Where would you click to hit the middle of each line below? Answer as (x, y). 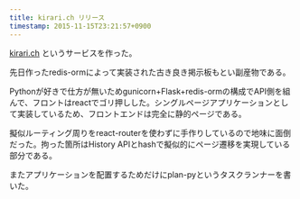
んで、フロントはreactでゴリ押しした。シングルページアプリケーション (141, 102)
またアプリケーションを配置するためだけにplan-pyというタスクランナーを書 (150, 174)
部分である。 (33, 155)
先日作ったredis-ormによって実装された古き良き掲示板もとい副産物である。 (150, 72)
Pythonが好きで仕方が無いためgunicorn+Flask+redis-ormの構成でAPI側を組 (150, 91)
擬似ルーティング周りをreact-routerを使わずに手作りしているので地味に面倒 (150, 132)
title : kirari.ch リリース (57, 18)
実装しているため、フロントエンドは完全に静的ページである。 (131, 113)
